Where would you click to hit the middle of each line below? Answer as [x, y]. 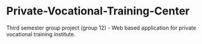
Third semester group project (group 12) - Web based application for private [101, 28]
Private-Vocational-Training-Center [98, 11]
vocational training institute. [41, 34]
